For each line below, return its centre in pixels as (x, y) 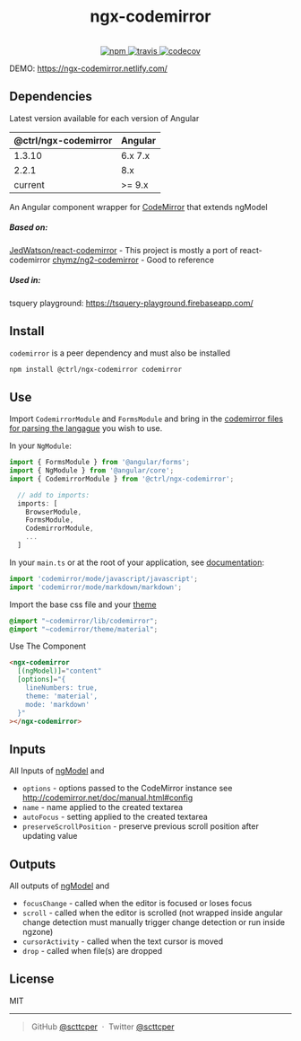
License (32, 979)
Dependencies (51, 97)
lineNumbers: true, (62, 688)
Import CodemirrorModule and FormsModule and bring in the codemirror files (146, 419)
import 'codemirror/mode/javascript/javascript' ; (104, 578)
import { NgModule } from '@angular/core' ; (92, 471)
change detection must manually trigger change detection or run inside (153, 922)
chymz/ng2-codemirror (95, 260)
